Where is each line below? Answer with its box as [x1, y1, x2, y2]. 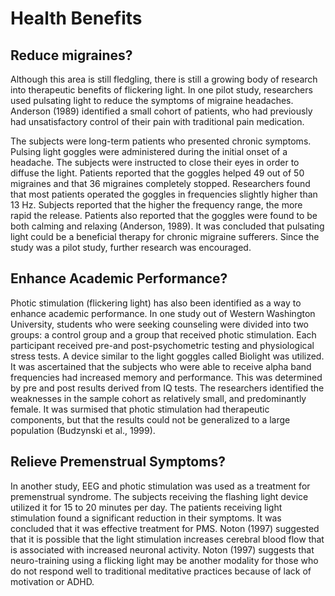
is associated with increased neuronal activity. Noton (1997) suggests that [10, 543, 315, 556]
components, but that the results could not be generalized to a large [10, 413, 291, 426]
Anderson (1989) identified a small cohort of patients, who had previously [10, 105, 313, 117]
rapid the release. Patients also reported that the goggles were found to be [10, 210, 318, 221]
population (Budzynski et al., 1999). [10, 424, 156, 436]
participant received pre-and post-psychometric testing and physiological [10, 339, 315, 351]
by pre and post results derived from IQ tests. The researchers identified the [10, 382, 325, 394]
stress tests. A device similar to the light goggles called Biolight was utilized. [10, 350, 325, 362]
